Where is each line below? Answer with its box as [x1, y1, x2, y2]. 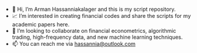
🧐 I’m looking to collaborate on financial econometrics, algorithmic [11, 27, 177, 34]
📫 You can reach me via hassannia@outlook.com [11, 40, 136, 47]
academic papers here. [11, 21, 70, 28]
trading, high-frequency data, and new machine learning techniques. [11, 33, 183, 40]
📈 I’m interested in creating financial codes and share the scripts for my [11, 13, 191, 19]
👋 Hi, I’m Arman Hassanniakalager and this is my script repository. [11, 6, 176, 13]
